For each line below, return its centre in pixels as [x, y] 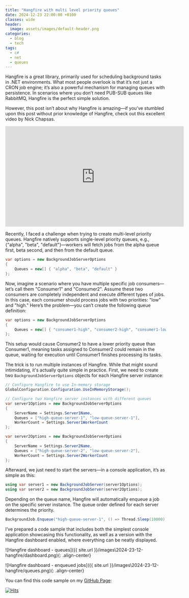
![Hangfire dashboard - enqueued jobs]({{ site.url [57, 565]
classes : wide [20, 19]
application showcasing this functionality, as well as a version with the [79, 534]
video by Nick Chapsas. [30, 119]
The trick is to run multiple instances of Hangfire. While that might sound [82, 365]
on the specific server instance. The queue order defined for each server [82, 505]
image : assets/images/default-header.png [55, 29]
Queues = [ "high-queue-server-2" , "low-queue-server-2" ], [77, 451]
